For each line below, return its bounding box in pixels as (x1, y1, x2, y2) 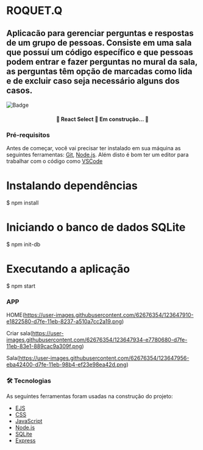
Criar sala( (6, 330, 32, 336)
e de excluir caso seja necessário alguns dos (6, 76, 180, 86)
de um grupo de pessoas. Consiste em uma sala (6, 37, 192, 48)
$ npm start (6, 282, 35, 289)
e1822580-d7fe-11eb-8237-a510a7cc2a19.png (6, 318, 123, 325)
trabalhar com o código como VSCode (6, 157, 103, 165)
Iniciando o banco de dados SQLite (6, 220, 186, 234)
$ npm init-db (6, 241, 41, 248)
